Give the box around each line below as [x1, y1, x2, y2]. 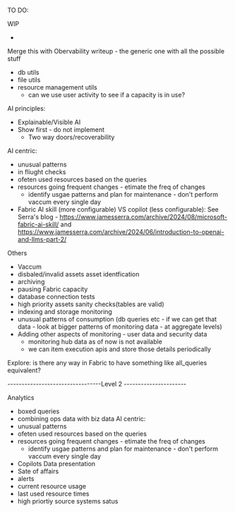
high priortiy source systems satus [17, 497, 119, 505]
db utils [17, 68, 40, 76]
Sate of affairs [17, 467, 59, 475]
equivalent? [7, 366, 41, 374]
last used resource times [17, 489, 90, 498]
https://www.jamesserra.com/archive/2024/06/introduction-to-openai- [17, 228, 224, 236]
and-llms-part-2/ [17, 236, 67, 243]
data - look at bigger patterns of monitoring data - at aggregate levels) [17, 322, 222, 331]
